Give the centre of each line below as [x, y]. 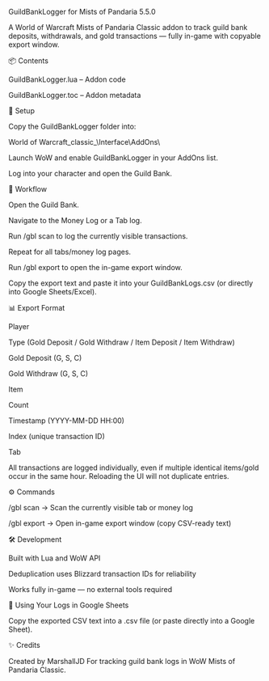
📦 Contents [28, 61]
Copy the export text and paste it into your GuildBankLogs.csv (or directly [131, 283]
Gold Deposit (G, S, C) [45, 358]
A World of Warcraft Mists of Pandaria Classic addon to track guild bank [128, 27]
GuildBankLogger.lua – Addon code [67, 79]
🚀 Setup [21, 111]
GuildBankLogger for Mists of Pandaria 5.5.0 [82, 12]
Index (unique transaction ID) [57, 436]
